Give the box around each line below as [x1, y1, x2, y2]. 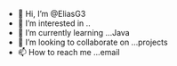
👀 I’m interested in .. [17, 18, 91, 29]
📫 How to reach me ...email [17, 47, 120, 57]
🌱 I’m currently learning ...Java [17, 28, 131, 37]
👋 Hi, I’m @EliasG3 [17, 9, 86, 19]
